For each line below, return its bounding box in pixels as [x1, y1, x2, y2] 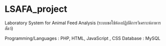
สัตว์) [4, 25, 13, 31]
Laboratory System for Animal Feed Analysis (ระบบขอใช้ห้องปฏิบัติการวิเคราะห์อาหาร [4, 20, 161, 26]
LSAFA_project [4, 3, 68, 15]
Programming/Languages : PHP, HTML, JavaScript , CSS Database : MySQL [4, 35, 161, 41]
